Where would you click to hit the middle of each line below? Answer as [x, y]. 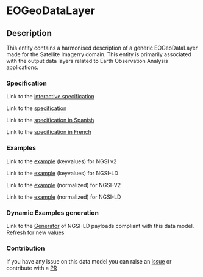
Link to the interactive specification [50, 97]
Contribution [26, 248]
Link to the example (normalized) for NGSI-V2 [64, 185]
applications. [22, 67]
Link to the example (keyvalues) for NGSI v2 [62, 161]
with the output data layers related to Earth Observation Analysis [87, 61]
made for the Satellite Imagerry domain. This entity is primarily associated [99, 54]
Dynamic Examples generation [53, 213]
